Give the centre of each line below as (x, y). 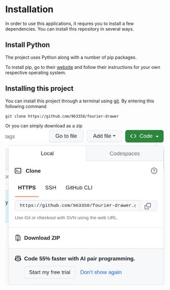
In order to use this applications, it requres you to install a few (70, 23)
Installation (29, 9)
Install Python (28, 45)
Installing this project (39, 88)
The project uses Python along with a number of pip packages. (71, 57)
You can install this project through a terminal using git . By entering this (80, 101)
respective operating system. (36, 72)
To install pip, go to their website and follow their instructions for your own (83, 67)
